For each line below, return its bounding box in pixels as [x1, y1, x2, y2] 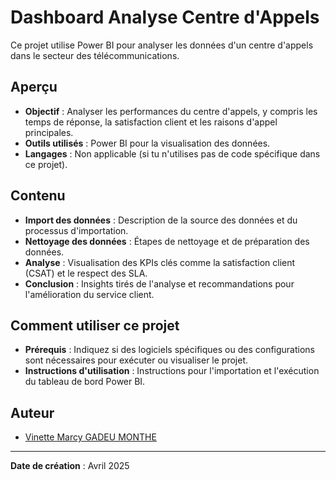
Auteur [10, 404, 55, 421]
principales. [24, 126, 74, 138]
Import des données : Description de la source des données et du [24, 214, 298, 226]
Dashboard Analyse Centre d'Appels [10, 6, 320, 29]
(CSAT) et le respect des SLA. [24, 267, 148, 279]
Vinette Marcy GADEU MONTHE [24, 431, 157, 443]
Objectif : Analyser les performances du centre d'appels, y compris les [24, 105, 318, 117]
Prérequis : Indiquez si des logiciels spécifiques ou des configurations [24, 344, 315, 356]
